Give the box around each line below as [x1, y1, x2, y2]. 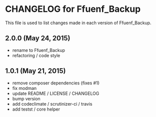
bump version [12, 95, 40, 102]
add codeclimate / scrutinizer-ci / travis [12, 101, 93, 107]
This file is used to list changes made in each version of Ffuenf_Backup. [5, 20, 152, 26]
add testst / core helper [12, 106, 60, 112]
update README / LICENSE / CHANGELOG [12, 90, 100, 96]
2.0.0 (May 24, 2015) [5, 34, 71, 42]
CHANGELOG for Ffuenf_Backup [5, 3, 141, 15]
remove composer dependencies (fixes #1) [12, 80, 100, 86]
